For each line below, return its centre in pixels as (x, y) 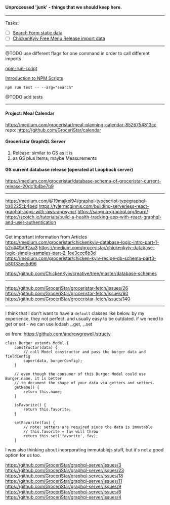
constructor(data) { (36, 347)
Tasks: (12, 23)
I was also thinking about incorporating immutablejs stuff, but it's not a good (84, 449)
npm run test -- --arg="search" (39, 88)
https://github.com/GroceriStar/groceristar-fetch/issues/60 (67, 293)
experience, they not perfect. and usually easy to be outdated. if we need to (84, 318)
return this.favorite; (47, 409)
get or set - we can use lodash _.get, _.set (49, 324)
